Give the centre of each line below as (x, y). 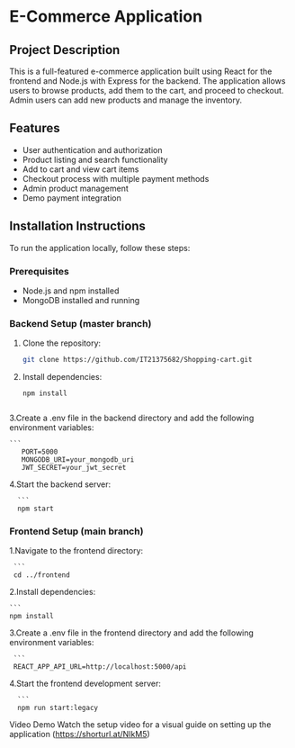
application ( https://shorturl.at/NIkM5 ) (80, 734)
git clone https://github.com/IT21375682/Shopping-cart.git (137, 360)
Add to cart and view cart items (80, 169)
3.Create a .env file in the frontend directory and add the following (132, 633)
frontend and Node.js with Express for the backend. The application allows (147, 81)
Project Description (65, 50)
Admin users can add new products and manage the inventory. (126, 100)
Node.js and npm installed (71, 291)
